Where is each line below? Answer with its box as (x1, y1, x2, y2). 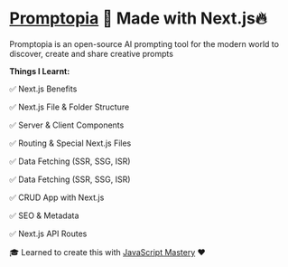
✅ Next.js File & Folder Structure (9, 101, 130, 112)
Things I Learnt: (9, 65, 70, 76)
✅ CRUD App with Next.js (9, 192, 105, 203)
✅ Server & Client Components (9, 119, 125, 130)
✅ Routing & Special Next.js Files (9, 138, 132, 148)
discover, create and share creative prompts (9, 48, 174, 59)
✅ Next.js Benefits (9, 83, 78, 94)
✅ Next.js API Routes (9, 228, 88, 239)
